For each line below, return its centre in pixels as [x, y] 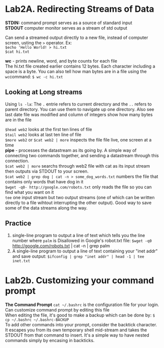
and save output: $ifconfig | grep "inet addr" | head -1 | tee [78, 256]
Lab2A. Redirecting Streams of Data [80, 9]
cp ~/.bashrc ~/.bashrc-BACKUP [37, 320]
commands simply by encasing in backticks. [50, 340]
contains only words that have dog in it [44, 181]
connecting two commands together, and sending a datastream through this [82, 155]
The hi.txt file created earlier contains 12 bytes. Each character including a [80, 66]
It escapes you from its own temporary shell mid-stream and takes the [76, 330]
